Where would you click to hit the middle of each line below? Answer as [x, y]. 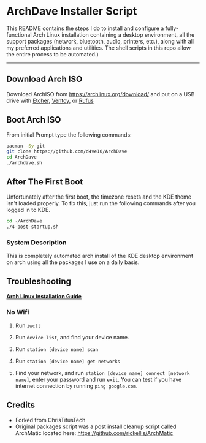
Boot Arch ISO [34, 120]
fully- [172, 28]
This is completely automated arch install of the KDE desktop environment [100, 256]
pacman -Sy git [26, 146]
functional [19, 34]
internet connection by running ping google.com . [76, 386]
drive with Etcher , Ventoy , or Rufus [50, 100]
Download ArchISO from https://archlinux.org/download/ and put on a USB [101, 94]
